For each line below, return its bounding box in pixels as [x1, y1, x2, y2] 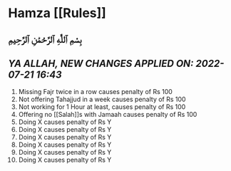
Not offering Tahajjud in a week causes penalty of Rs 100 [18, 95, 186, 104]
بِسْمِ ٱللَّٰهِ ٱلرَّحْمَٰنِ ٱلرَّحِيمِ [8, 33, 82, 46]
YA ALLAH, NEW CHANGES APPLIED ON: [8, 57, 194, 69]
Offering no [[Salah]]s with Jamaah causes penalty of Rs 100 [18, 110, 197, 119]
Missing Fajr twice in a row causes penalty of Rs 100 [18, 88, 173, 96]
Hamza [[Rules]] [8, 5, 106, 21]
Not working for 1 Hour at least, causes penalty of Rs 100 [18, 103, 186, 111]
